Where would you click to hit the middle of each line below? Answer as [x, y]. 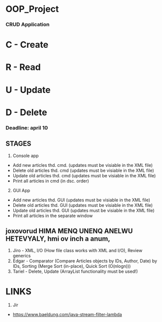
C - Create [27, 45]
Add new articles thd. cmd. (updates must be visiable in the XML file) [83, 165]
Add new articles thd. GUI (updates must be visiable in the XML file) [81, 200]
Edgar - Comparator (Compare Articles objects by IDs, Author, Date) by [85, 261]
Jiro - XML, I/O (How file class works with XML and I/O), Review [77, 251]
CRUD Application [28, 25]
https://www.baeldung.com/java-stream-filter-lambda [67, 315]
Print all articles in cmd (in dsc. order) [51, 181]
